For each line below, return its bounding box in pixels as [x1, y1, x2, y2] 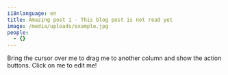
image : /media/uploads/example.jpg [7, 22, 109, 29]
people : [7, 29, 29, 36]
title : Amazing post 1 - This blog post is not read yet [7, 16, 173, 23]
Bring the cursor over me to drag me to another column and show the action [7, 54, 222, 62]
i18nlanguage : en [7, 10, 57, 17]
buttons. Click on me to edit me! [7, 61, 97, 70]
